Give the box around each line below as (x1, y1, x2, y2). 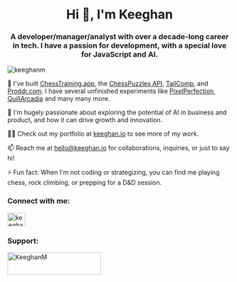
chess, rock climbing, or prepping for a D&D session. (7, 178, 162, 187)
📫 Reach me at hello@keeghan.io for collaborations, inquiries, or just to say (7, 143, 230, 152)
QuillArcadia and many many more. (7, 94, 110, 103)
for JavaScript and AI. (80, 50, 159, 60)
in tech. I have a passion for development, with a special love (12, 40, 227, 50)
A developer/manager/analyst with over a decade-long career (10, 32, 229, 42)
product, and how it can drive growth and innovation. (7, 116, 163, 124)
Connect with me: (7, 196, 70, 206)
